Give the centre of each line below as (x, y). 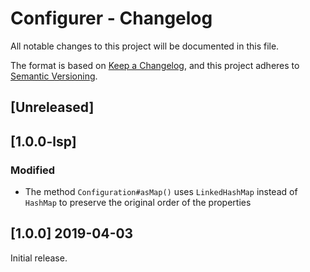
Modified (33, 170)
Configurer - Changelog (111, 18)
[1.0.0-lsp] (43, 141)
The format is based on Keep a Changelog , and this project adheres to (155, 65)
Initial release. (39, 258)
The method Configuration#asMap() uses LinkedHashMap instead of (161, 192)
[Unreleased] (52, 107)
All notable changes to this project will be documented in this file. (145, 46)
